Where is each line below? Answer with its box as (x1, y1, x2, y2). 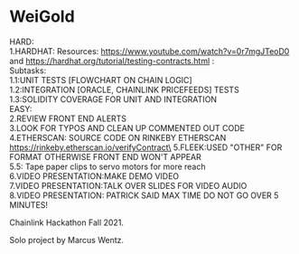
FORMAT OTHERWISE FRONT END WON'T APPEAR (9, 151, 201, 162)
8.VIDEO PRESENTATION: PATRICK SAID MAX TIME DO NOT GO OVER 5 (9, 190, 279, 201)
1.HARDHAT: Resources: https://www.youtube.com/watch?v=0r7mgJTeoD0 (9, 45, 290, 56)
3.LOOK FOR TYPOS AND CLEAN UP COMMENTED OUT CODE (9, 122, 246, 133)
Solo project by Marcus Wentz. (9, 234, 125, 245)
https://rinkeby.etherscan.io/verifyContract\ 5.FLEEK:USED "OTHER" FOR (9, 142, 283, 153)
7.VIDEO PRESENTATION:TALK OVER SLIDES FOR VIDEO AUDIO (9, 180, 248, 191)
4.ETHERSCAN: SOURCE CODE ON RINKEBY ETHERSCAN (9, 132, 227, 143)
